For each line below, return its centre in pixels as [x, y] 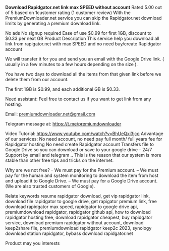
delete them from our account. [37, 79]
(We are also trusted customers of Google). [50, 186]
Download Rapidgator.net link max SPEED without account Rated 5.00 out [84, 7]
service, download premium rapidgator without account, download [74, 223]
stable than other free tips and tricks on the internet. [60, 160]
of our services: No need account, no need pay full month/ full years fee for [84, 139]
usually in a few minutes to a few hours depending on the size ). [71, 64]
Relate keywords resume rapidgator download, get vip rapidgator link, [78, 196]
